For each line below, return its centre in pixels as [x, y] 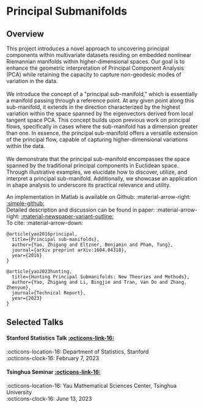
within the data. [26, 146]
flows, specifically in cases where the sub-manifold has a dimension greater [102, 126]
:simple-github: [25, 203]
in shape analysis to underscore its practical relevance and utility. [89, 185]
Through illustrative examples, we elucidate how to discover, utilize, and [97, 172]
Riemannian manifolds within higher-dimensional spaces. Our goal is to [96, 61]
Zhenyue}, [19, 287]
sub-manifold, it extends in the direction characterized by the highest [93, 107]
